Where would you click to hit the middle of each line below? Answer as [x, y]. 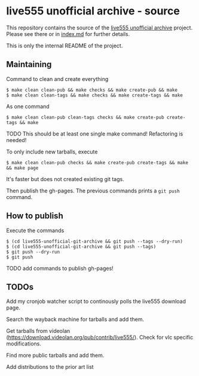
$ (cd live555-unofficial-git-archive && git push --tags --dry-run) [95, 241]
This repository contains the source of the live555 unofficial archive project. [99, 28]
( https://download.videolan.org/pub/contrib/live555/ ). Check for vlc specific [100, 338]
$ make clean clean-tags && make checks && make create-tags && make [95, 95]
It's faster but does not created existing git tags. [65, 179]
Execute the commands [35, 230]
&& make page [22, 168]
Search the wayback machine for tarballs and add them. [75, 320]
